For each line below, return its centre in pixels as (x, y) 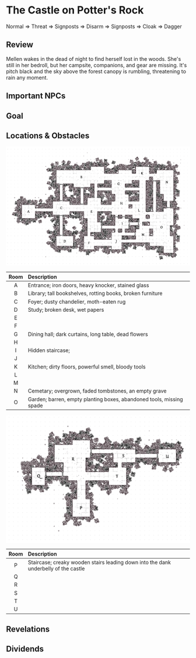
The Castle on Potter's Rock (75, 10)
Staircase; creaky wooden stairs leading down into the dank (99, 562)
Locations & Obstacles (48, 135)
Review (20, 45)
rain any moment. (27, 77)
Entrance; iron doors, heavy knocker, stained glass (88, 285)
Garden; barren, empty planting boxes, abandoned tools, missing (105, 399)
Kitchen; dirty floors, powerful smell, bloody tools (87, 367)
